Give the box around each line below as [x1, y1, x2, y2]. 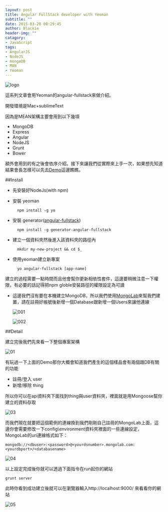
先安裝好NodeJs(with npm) [12, 187, 68, 193]
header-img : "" [5, 31, 37, 36]
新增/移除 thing [12, 382, 43, 388]
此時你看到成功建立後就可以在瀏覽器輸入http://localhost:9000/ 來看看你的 [5, 485, 157, 491]
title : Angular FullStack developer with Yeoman [5, 12, 108, 17]
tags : [5, 45, 16, 50]
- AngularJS [5, 49, 30, 54]
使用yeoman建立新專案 [12, 257, 60, 262]
